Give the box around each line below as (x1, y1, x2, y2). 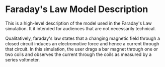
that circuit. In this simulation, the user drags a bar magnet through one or (5, 46, 158, 52)
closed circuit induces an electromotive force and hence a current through (5, 40, 159, 46)
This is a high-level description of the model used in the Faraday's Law (5, 20, 152, 26)
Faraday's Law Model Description (5, 4, 148, 15)
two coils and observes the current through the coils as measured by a (5, 51, 152, 57)
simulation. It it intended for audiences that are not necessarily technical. (5, 25, 156, 31)
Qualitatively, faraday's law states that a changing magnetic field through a (5, 35, 160, 41)
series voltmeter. (5, 56, 40, 62)
